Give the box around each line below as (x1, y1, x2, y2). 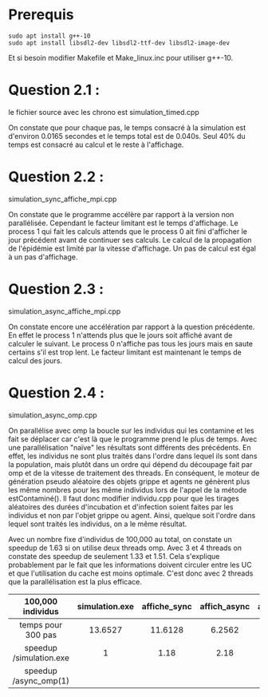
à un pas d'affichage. (8, 251, 78, 261)
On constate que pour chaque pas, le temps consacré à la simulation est (8, 122, 246, 133)
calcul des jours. (8, 355, 62, 365)
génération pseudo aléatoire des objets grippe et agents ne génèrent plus (8, 477, 250, 486)
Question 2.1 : (8, 81, 100, 99)
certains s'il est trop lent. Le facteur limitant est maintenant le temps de (8, 347, 242, 357)
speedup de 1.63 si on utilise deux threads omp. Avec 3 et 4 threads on (8, 543, 242, 552)
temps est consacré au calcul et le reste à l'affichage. (8, 140, 184, 149)
